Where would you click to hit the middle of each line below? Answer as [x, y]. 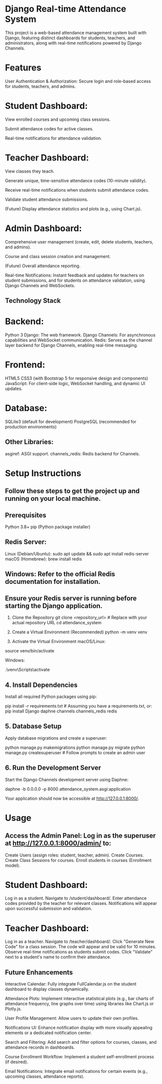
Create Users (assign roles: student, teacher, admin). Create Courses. [74, 855]
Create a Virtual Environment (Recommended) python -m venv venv [80, 632]
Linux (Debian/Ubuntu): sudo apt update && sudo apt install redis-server [77, 553]
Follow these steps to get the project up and [72, 491]
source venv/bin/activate [30, 651]
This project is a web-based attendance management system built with [76, 32]
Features [23, 68]
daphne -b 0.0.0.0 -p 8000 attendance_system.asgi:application [68, 789]
